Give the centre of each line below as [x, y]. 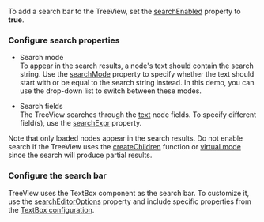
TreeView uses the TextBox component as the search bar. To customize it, [129, 193]
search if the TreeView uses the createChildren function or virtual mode [124, 147]
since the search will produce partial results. [80, 155]
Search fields [41, 107]
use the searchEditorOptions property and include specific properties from [130, 201]
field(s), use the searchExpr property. [81, 123]
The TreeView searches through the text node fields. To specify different [138, 115]
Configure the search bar [57, 175]
